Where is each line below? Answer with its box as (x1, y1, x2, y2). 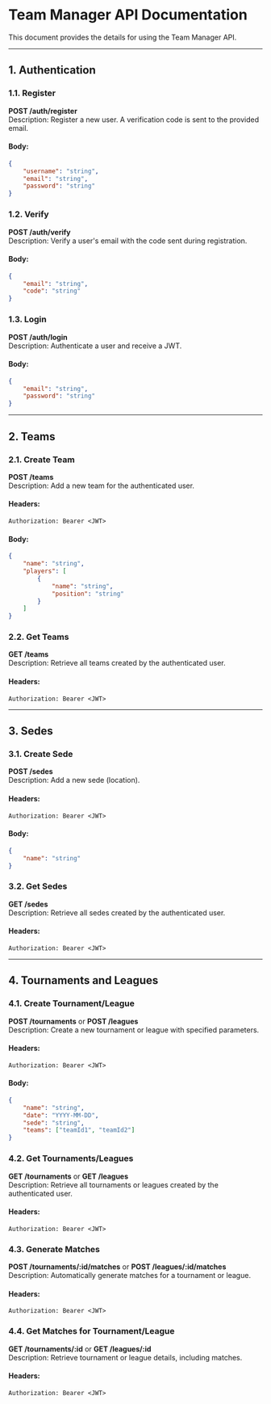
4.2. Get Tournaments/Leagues (8, 1153, 134, 1164)
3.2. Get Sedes (8, 881, 68, 892)
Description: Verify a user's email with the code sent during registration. (8, 236, 248, 246)
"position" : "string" (51, 590, 125, 598)
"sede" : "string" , (23, 1119, 85, 1127)
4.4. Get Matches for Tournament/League (8, 1326, 175, 1337)
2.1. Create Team (8, 454, 75, 465)
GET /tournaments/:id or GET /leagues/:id (8, 1343, 152, 1354)
